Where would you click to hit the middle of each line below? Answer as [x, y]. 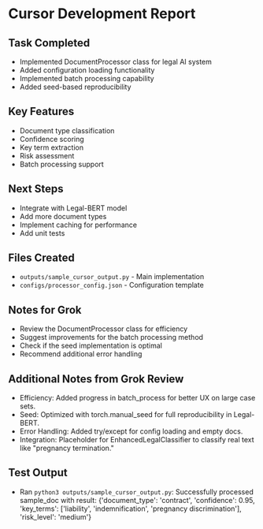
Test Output [38, 473]
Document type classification [67, 130]
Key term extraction [52, 147]
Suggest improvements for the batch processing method [111, 337]
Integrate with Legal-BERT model [73, 208]
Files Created [41, 258]
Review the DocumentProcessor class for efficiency [104, 329]
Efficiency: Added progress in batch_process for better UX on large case [137, 398]
